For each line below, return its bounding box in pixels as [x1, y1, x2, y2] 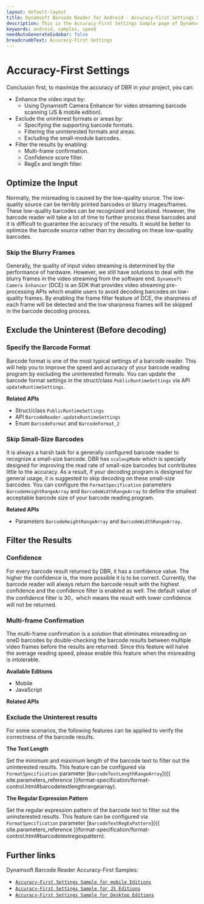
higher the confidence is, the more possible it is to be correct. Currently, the [6, 574, 196, 581]
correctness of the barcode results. [6, 733, 95, 741]
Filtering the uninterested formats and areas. [24, 127, 136, 135]
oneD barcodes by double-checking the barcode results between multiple [6, 636, 191, 644]
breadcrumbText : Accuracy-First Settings [6, 37, 113, 43]
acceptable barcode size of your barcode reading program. [6, 494, 155, 502]
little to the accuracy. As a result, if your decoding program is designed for [6, 468, 192, 475]
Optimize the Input [6, 178, 78, 188]
